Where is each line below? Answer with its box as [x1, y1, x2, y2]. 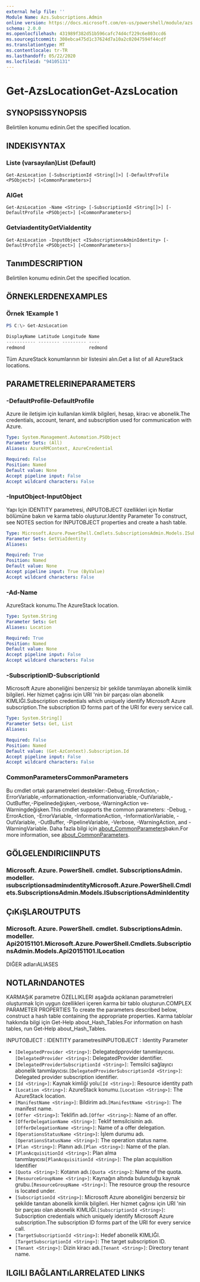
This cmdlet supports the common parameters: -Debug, [50, 806, 187, 813]
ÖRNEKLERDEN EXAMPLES [6, 291, 108, 301]
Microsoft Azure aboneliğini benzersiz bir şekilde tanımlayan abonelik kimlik [6, 685, 192, 692]
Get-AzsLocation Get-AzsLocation [6, 84, 179, 98]
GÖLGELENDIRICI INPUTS [6, 849, 101, 859]
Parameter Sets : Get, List [6, 721, 73, 727]
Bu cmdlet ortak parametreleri [6, 787, 80, 794]
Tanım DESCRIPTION [6, 258, 83, 268]
